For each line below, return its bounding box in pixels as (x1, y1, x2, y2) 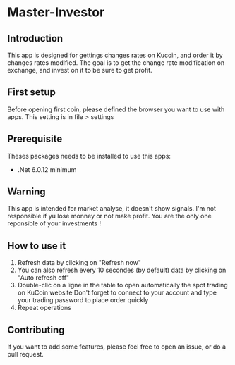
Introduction (7, 32, 64, 44)
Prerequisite (7, 133, 63, 145)
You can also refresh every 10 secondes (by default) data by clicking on (17, 266, 227, 275)
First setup (7, 86, 56, 99)
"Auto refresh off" (17, 273, 69, 282)
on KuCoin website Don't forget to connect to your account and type (17, 288, 217, 297)
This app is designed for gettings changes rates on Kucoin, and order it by (7, 51, 224, 59)
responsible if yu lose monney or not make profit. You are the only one (7, 212, 212, 221)
